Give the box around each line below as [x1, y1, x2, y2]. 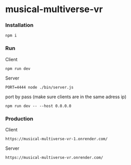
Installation [5, 22, 34, 29]
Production [5, 115, 34, 122]
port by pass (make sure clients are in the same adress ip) [5, 94, 127, 100]
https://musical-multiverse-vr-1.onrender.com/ [5, 137, 108, 142]
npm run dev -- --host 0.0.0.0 [5, 103, 72, 108]
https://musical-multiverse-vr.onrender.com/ [5, 155, 103, 160]
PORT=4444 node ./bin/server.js [5, 85, 74, 90]
